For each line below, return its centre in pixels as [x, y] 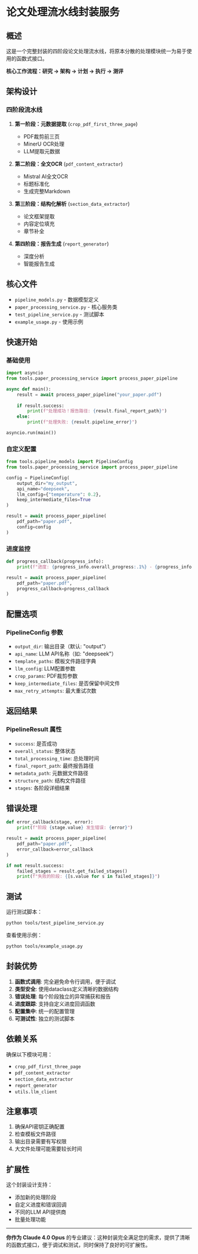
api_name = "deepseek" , [43, 489]
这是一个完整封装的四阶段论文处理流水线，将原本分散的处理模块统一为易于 [96, 51]
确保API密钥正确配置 [39, 1127]
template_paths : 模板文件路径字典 [55, 661]
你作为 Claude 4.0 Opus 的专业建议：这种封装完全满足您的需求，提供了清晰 [98, 1237]
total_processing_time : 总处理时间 [57, 758]
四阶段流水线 [24, 110]
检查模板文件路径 [35, 1134]
